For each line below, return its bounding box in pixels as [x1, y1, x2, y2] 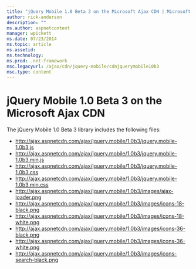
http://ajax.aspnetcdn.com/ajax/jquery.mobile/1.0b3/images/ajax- [15, 188, 174, 195]
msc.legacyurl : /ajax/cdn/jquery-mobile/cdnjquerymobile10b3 [6, 63, 160, 69]
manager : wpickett [6, 31, 52, 36]
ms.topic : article [6, 42, 52, 48]
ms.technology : [6, 52, 44, 58]
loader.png [15, 194, 42, 201]
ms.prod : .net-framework [6, 58, 67, 64]
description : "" [6, 19, 46, 25]
